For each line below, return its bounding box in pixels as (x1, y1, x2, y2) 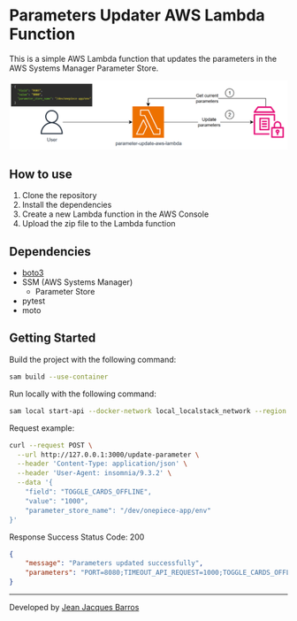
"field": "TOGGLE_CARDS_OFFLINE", (25, 487, 152, 496)
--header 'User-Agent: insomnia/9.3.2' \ (17, 469, 172, 478)
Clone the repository (21, 190, 97, 201)
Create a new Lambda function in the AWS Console (21, 209, 209, 219)
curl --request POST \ (9, 441, 93, 449)
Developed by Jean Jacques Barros (9, 602, 140, 613)
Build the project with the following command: (9, 354, 177, 364)
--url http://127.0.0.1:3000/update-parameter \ (17, 450, 200, 459)
